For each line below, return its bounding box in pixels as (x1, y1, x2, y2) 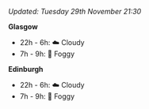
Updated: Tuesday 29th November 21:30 (8, 7, 142, 16)
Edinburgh (8, 65, 44, 73)
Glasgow (8, 22, 38, 31)
